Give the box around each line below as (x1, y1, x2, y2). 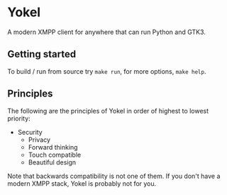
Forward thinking (28, 143, 78, 151)
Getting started (7, 48, 77, 60)
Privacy (28, 135, 51, 144)
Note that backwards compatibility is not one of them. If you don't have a (7, 172, 221, 180)
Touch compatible (28, 150, 82, 159)
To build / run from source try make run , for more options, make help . (7, 67, 206, 75)
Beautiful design (28, 157, 77, 167)
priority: (7, 114, 31, 123)
